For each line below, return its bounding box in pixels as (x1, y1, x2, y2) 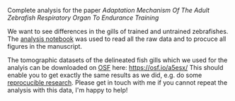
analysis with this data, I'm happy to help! (7, 86, 128, 94)
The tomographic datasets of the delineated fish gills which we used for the (7, 56, 228, 64)
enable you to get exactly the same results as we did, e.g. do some (7, 71, 202, 79)
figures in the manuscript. (7, 42, 83, 50)
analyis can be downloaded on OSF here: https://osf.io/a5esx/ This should (7, 64, 224, 71)
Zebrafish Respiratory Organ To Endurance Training (7, 13, 159, 22)
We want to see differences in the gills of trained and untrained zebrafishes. (7, 28, 229, 35)
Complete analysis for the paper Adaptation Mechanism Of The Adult (7, 6, 210, 14)
